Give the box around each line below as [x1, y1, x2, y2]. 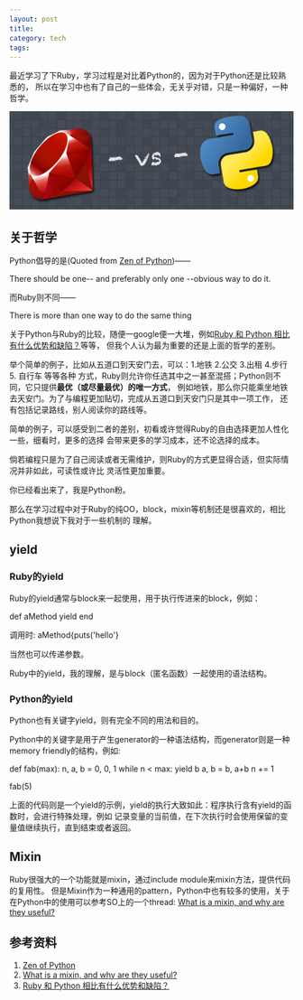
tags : [9, 43, 30, 52]
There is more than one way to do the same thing [9, 310, 192, 321]
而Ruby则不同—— [9, 292, 77, 303]
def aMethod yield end [9, 611, 94, 621]
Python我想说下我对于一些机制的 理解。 [9, 515, 157, 526]
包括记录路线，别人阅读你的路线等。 [16, 405, 151, 416]
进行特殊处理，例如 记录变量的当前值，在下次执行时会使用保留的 [40, 811, 280, 822]
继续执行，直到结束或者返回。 [24, 822, 136, 833]
